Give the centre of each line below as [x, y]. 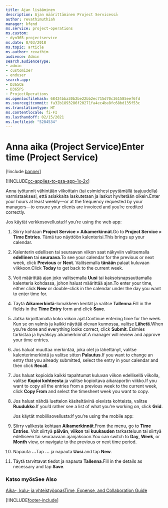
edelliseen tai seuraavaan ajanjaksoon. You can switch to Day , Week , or [86, 436]
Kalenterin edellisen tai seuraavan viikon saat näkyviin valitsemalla [81, 252]
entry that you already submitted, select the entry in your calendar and [86, 360]
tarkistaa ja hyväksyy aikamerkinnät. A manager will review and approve [86, 334]
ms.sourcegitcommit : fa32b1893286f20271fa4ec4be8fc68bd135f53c [73, 103]
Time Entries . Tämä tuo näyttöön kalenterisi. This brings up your [79, 237]
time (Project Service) [52, 157]
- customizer [19, 71]
